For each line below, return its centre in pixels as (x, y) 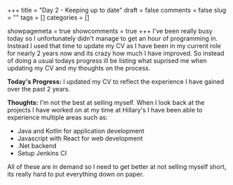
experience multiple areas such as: (58, 117)
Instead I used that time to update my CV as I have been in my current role (114, 46)
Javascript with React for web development (80, 138)
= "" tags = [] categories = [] (48, 17)
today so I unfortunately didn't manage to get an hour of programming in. (113, 38)
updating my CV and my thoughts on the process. (79, 68)
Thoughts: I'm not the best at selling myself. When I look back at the (106, 103)
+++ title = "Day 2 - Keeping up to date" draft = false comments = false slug (117, 10)
